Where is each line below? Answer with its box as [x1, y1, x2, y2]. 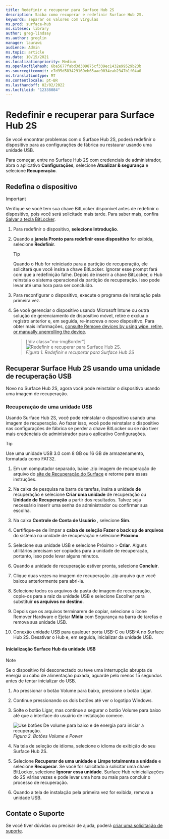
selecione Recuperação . [6, 168, 57, 174]
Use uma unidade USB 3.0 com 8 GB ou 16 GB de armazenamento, [6, 450, 145, 456]
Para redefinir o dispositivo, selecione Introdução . [13, 226, 119, 232]
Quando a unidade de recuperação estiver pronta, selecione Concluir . [13, 563, 159, 569]
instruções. [13, 476, 37, 483]
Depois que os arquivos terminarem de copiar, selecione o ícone [13, 609, 147, 615]
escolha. [13, 507, 31, 514]
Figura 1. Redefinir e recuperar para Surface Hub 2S [25, 349, 134, 355]
